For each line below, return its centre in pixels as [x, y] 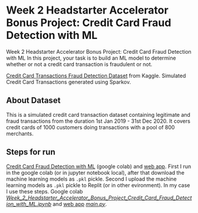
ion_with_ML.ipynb [29, 204]
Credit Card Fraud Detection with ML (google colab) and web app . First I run [99, 166]
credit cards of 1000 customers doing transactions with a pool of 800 [91, 127]
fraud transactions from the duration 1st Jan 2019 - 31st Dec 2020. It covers [98, 121]
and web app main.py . [80, 204]
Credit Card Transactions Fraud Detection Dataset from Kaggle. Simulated [96, 76]
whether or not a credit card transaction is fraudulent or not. [79, 64]
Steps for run [31, 152]
